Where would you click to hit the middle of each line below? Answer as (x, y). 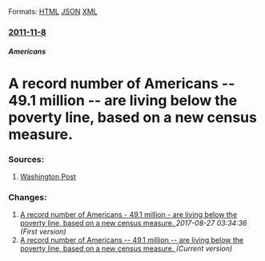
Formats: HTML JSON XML (53, 12)
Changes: (28, 197)
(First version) (43, 231)
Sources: (26, 159)
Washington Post (48, 176)
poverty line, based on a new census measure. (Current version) (126, 249)
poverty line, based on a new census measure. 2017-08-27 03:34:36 (133, 223)
